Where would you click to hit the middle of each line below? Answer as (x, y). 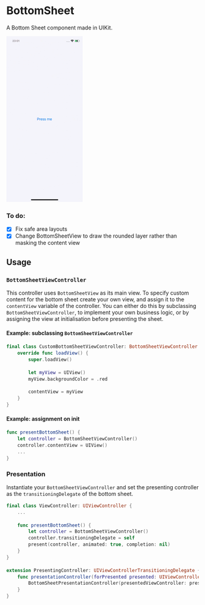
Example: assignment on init (43, 419)
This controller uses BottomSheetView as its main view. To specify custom (98, 293)
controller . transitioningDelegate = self (82, 538)
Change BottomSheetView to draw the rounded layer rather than (96, 236)
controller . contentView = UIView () (63, 445)
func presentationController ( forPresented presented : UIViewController (110, 577)
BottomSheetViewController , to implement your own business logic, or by (98, 312)
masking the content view (48, 243)
